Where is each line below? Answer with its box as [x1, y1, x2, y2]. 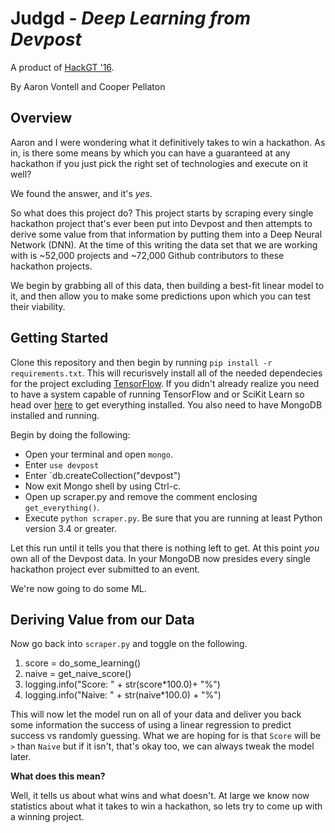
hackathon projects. [10, 260, 93, 272]
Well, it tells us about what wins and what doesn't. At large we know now [10, 790, 310, 802]
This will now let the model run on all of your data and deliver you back [10, 708, 302, 721]
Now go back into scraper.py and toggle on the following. [10, 638, 248, 650]
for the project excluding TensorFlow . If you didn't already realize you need [10, 377, 320, 389]
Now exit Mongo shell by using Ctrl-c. [24, 480, 182, 492]
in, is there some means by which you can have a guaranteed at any [10, 147, 291, 159]
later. [10, 751, 32, 763]
